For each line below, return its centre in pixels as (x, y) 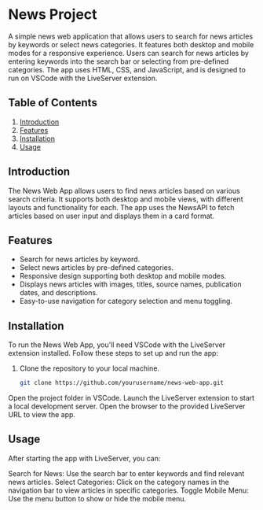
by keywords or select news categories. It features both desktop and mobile (131, 44)
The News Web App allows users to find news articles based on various (124, 190)
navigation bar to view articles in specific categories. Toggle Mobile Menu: (128, 490)
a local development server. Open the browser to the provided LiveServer (127, 406)
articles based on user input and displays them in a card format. (111, 216)
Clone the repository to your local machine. (89, 368)
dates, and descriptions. (58, 293)
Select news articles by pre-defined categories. (97, 268)
